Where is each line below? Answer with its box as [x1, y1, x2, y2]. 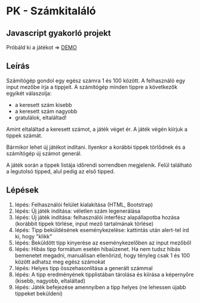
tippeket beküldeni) [14, 290, 63, 297]
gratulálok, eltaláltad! [14, 114, 67, 121]
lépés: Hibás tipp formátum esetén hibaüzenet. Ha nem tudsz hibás [14, 245, 181, 252]
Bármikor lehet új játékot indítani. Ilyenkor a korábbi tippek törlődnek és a [6, 143, 186, 151]
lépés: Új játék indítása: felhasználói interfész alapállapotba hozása [14, 213, 180, 221]
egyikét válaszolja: [6, 90, 52, 97]
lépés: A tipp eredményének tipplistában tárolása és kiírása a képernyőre [14, 271, 194, 278]
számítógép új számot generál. [6, 149, 82, 157]
